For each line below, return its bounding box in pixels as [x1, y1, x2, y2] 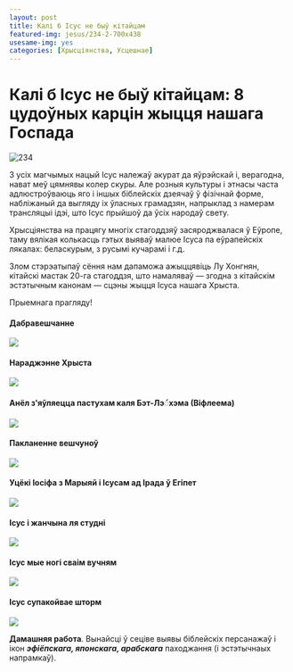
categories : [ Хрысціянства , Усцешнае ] [9, 46, 153, 55]
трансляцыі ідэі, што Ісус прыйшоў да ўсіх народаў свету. [9, 207, 230, 219]
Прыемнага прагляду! [9, 297, 93, 308]
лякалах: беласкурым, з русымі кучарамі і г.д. [9, 244, 185, 254]
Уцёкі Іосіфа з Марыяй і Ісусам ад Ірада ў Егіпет [9, 477, 197, 488]
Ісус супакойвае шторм [9, 597, 102, 608]
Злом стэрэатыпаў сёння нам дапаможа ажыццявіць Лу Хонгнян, [9, 261, 260, 272]
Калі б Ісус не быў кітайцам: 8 [9, 85, 245, 105]
